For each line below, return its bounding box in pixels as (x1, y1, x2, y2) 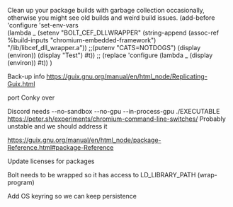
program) (7, 178, 35, 187)
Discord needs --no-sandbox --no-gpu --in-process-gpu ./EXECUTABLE (7, 107, 220, 115)
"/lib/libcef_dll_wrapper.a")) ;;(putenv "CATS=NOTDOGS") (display (7, 44, 201, 52)
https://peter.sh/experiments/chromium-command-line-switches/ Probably (7, 114, 227, 123)
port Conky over (7, 93, 55, 102)
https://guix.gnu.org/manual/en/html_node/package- (7, 136, 161, 144)
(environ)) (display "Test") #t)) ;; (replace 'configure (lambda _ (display (7, 51, 213, 59)
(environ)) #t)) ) (7, 59, 52, 66)
